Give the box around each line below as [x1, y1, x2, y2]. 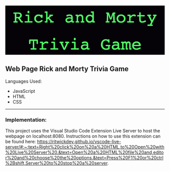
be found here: [5, 139, 36, 145]
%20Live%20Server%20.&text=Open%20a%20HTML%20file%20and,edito [5, 149, 164, 155]
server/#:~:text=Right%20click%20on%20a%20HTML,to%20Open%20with [5, 144, 164, 150]
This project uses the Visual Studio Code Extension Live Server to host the [5, 128, 160, 134]
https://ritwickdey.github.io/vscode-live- [37, 139, 121, 145]
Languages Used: [5, 78, 42, 84]
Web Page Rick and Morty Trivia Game [5, 64, 129, 74]
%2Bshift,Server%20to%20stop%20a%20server [5, 160, 108, 166]
